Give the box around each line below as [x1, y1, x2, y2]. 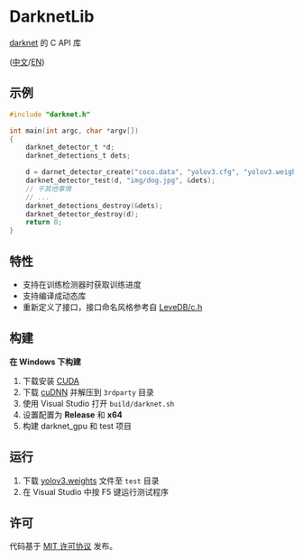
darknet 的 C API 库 [9, 37, 81, 48]
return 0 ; [25, 218, 63, 227]
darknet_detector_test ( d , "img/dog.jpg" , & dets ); [25, 176, 216, 185]
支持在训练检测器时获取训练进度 [22, 279, 142, 289]
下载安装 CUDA [22, 375, 79, 386]
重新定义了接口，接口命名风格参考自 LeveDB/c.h [22, 301, 203, 312]
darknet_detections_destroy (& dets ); [25, 201, 164, 210]
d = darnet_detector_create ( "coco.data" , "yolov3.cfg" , [25, 168, 241, 177]
